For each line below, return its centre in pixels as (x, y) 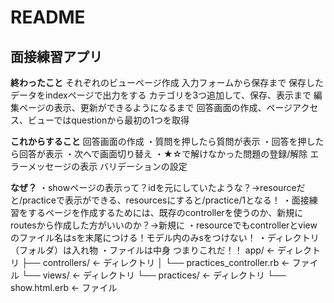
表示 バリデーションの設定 (133, 166)
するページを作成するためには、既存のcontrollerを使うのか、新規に (165, 212)
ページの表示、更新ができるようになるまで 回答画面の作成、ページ (155, 107)
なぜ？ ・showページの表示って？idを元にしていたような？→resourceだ (158, 187)
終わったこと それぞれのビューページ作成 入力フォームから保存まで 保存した (167, 82)
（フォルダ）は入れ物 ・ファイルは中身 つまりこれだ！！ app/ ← (143, 250)
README (48, 17)
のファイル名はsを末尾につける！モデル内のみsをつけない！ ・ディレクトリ (165, 237)
